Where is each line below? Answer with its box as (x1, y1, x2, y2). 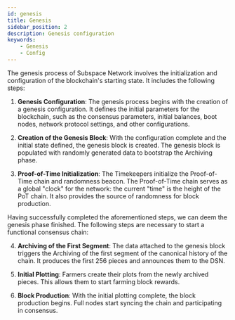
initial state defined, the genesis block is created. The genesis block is (17, 141, 221, 149)
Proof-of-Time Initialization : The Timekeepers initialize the (17, 169, 189, 178)
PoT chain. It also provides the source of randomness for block (17, 191, 200, 200)
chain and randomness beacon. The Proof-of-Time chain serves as (34, 177, 228, 185)
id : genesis (7, 10, 42, 18)
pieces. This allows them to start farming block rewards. (17, 277, 180, 286)
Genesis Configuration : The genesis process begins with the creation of (17, 97, 228, 105)
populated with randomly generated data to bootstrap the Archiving (17, 148, 213, 157)
